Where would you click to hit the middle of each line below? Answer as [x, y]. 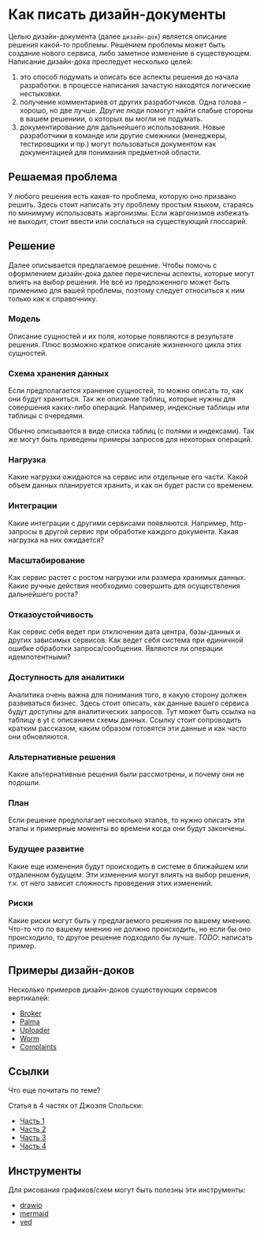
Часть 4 [33, 1146]
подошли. [24, 782]
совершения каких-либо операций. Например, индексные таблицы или [129, 407]
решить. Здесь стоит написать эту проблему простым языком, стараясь [131, 204]
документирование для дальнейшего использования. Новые [123, 127]
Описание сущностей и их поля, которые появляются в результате [121, 336]
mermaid [34, 1213]
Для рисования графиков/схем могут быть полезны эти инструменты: [127, 1190]
